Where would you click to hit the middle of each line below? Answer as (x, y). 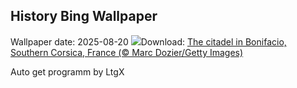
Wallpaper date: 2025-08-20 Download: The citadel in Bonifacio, (148, 41)
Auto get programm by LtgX (67, 71)
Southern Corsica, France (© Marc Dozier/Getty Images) (127, 52)
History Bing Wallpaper (84, 16)
